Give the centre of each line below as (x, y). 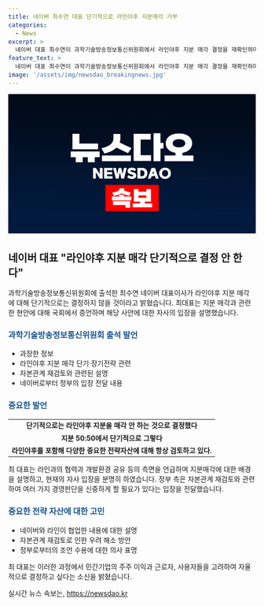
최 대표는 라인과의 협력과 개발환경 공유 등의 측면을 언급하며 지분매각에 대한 (123, 470)
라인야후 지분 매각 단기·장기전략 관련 (75, 363)
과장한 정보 (37, 354)
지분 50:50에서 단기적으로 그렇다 (112, 438)
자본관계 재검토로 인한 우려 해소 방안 (75, 540)
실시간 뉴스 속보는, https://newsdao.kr (68, 593)
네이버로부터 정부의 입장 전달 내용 (71, 383)
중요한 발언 (28, 406)
